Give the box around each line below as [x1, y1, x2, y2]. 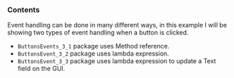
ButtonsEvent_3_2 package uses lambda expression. [17, 49, 169, 58]
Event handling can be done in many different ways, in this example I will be [7, 21, 228, 30]
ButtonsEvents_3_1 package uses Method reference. [17, 42, 170, 51]
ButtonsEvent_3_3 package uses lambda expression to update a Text [17, 57, 216, 65]
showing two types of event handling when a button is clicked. [7, 28, 189, 37]
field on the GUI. [17, 65, 66, 73]
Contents [7, 5, 40, 15]
